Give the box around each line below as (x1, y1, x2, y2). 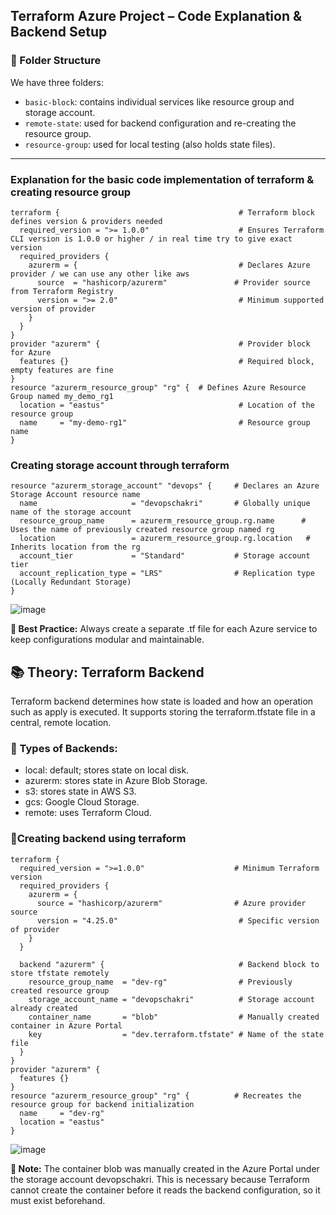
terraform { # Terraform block (10, 207, 315, 218)
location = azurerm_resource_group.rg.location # (19, 534, 311, 544)
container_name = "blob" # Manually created (28, 1012, 320, 1022)
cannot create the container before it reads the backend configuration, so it (10, 1184, 321, 1196)
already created (10, 1003, 78, 1013)
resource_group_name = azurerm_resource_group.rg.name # (19, 516, 307, 526)
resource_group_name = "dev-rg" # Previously (28, 977, 293, 987)
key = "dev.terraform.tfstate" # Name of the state (28, 1029, 325, 1039)
